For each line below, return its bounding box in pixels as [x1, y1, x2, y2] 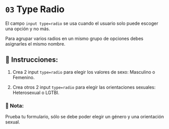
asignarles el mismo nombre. [5, 40, 66, 47]
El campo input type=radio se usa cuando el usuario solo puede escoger [5, 20, 158, 26]
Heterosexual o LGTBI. [12, 90, 60, 96]
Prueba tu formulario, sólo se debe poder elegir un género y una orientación [5, 114, 164, 120]
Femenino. [12, 74, 35, 80]
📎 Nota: [5, 102, 24, 109]
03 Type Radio [5, 4, 65, 15]
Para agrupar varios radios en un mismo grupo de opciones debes [5, 35, 144, 41]
